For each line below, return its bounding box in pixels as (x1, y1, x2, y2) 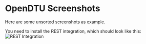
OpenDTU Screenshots (5, 3, 100, 14)
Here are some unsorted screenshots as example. (5, 19, 105, 25)
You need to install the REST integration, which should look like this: (5, 28, 142, 34)
